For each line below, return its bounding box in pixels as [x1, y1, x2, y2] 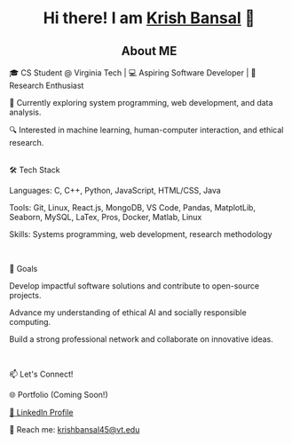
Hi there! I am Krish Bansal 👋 [43, 8, 256, 28]
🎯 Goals [9, 264, 38, 274]
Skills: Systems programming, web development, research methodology [9, 229, 272, 239]
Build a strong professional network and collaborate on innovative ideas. [9, 334, 273, 345]
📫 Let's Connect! [9, 369, 74, 379]
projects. [9, 290, 42, 300]
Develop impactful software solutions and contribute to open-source [9, 281, 260, 291]
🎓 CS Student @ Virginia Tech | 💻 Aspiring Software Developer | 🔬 [9, 67, 256, 78]
